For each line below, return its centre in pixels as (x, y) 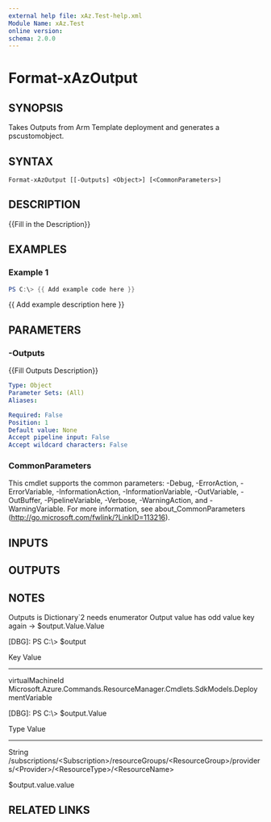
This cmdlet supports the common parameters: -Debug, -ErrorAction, (124, 483)
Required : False (35, 415)
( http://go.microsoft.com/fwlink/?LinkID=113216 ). (90, 518)
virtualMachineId (36, 681)
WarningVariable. (37, 509)
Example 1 (29, 273)
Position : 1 (28, 422)
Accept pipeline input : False (59, 438)
